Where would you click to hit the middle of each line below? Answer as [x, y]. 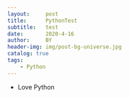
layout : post [33, 14]
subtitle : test [33, 27]
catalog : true [28, 54]
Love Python [36, 87]
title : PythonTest [43, 21]
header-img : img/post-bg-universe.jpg [64, 47]
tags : [15, 60]
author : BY [30, 40]
